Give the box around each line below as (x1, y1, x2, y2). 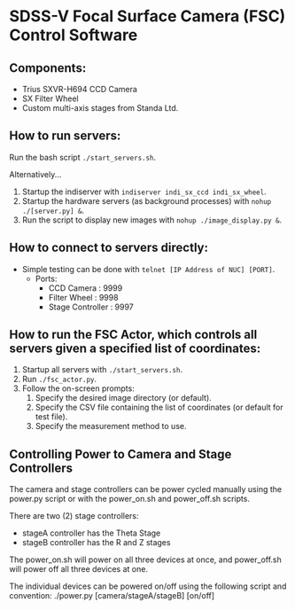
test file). (35, 411, 68, 422)
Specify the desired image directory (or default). (35, 393, 213, 403)
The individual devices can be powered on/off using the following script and (9, 581, 287, 591)
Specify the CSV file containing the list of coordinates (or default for (35, 402, 283, 413)
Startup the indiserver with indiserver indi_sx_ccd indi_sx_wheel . (21, 186, 268, 197)
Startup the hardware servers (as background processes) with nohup (21, 195, 272, 206)
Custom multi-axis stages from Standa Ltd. (21, 103, 179, 113)
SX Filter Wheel (21, 93, 79, 104)
